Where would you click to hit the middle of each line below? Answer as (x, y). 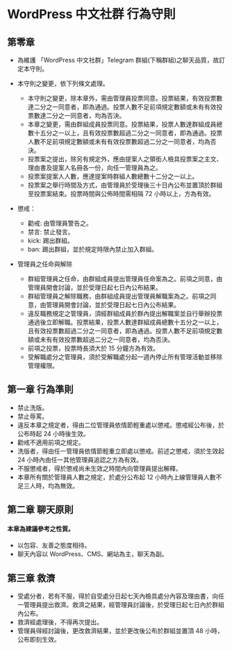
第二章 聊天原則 (40, 510)
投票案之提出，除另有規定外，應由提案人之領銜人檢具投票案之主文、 (125, 159)
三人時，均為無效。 (51, 485)
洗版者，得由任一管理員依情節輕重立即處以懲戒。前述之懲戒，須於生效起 (121, 451)
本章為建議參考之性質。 (41, 528)
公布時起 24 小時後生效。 (53, 433)
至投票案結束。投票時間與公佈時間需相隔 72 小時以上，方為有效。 (121, 194)
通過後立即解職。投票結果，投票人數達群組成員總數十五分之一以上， (125, 322)
